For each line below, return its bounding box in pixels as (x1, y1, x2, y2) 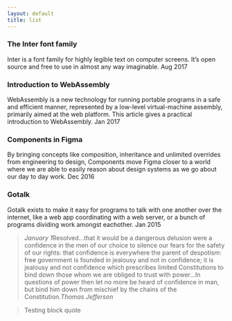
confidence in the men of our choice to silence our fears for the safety (24, 241, 225, 249)
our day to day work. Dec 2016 (7, 172, 95, 181)
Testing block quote (24, 306, 81, 314)
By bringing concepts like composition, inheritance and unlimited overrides (7, 150, 221, 159)
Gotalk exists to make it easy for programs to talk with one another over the (7, 205, 222, 214)
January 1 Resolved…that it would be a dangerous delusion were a (24, 233, 213, 242)
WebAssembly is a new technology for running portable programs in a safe (7, 95, 221, 104)
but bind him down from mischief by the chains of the (24, 285, 177, 293)
